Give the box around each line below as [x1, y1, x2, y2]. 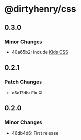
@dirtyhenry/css [4, 3, 76, 15]
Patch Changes [4, 78, 42, 85]
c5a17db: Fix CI [11, 90, 43, 95]
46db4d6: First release [11, 130, 59, 136]
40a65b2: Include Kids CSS [11, 49, 69, 55]
